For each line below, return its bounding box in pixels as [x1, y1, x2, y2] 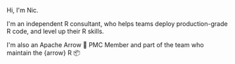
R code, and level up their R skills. [6, 27, 105, 35]
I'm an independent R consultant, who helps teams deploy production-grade [6, 20, 228, 27]
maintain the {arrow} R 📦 [6, 49, 81, 57]
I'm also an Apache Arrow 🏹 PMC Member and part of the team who [6, 41, 205, 49]
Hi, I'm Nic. [6, 6, 39, 14]
